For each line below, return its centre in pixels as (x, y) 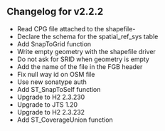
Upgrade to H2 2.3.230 (51, 97)
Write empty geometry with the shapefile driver (86, 51)
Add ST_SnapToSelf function (59, 89)
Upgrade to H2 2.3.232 (51, 112)
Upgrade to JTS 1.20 (47, 104)
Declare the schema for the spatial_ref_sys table (87, 36)
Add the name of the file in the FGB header (80, 66)
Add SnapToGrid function (54, 44)
